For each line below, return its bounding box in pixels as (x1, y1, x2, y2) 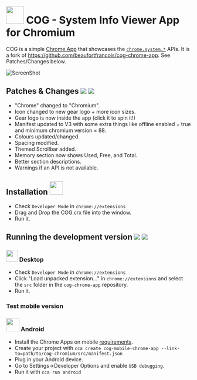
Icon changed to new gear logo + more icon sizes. (14, 108, 136, 115)
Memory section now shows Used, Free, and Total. (14, 151, 138, 158)
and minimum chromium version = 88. (14, 127, 107, 134)
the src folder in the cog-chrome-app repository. (14, 281, 128, 289)
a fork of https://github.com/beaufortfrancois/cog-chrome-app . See (6, 52, 171, 59)
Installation (6, 187, 48, 197)
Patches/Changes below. (6, 57, 66, 65)
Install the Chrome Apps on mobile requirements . (14, 338, 133, 345)
